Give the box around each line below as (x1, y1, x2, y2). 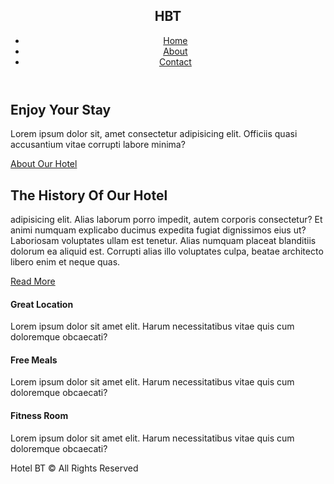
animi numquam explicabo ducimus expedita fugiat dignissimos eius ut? (10, 224, 307, 236)
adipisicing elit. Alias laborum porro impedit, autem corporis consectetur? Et (10, 214, 323, 226)
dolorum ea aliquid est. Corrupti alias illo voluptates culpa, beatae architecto (10, 245, 324, 258)
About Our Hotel (10, 158, 78, 170)
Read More (10, 275, 56, 288)
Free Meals (10, 354, 58, 366)
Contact (158, 55, 192, 68)
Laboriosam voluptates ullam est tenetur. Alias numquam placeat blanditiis (10, 235, 317, 247)
